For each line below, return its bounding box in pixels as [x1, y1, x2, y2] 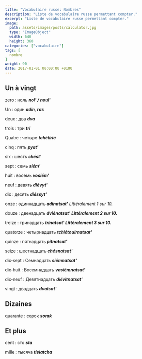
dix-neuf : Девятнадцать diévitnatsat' [5, 276, 83, 282]
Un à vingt [5, 84, 36, 93]
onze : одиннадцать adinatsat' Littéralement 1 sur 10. [5, 201, 113, 207]
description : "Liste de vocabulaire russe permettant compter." [5, 12, 138, 17]
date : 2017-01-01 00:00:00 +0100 [5, 66, 73, 71]
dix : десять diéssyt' [5, 191, 47, 197]
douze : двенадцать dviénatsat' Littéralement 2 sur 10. [5, 210, 118, 216]
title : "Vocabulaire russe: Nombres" [5, 7, 81, 12]
